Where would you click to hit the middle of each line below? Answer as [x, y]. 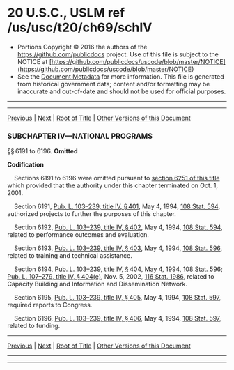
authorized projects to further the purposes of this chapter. [92, 214]
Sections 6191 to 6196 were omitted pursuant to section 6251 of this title [117, 178]
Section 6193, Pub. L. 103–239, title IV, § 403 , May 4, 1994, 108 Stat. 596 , [118, 248]
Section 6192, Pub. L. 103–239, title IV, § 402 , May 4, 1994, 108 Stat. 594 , [118, 227]
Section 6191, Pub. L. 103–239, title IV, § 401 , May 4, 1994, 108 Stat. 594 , [117, 206]
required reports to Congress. [50, 305]
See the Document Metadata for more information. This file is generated [120, 76]
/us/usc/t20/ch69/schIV [80, 28]
